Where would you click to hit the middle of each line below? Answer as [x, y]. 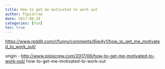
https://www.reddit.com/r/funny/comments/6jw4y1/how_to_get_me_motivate [82, 41]
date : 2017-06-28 [23, 18]
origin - [13, 56]
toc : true [15, 28]
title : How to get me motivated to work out [51, 9]
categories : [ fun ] [24, 23]
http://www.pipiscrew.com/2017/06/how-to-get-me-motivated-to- [88, 56]
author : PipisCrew [24, 14]
